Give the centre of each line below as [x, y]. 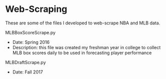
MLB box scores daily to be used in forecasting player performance [82, 53]
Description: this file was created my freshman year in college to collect [87, 47]
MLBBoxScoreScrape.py [31, 32]
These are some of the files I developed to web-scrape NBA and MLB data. [83, 23]
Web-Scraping [36, 9]
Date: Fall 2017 [28, 72]
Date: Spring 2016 [31, 42]
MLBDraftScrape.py [26, 62]
